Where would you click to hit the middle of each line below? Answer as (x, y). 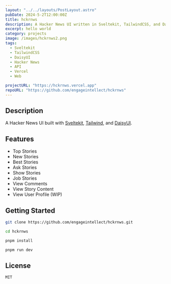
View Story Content (33, 189)
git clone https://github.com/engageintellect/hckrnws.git (69, 222)
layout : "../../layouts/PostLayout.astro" (51, 10)
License (18, 265)
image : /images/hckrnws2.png (36, 39)
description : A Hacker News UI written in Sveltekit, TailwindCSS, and (83, 24)
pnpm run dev (19, 250)
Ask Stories (25, 167)
